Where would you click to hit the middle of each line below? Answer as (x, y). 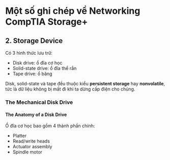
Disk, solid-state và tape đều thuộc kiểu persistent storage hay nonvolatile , (85, 84)
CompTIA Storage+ (47, 22)
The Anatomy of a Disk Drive (36, 115)
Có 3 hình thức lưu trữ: (29, 53)
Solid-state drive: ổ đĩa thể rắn (45, 68)
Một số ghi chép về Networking (73, 11)
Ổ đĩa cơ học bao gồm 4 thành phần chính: (50, 126)
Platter (20, 136)
